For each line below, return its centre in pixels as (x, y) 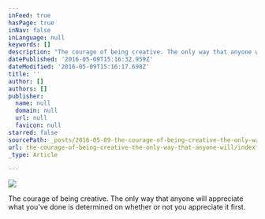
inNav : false (30, 30)
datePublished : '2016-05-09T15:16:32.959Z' (81, 60)
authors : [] (28, 89)
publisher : (26, 96)
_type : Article (33, 154)
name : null (33, 103)
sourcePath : (28, 140)
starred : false (33, 132)
